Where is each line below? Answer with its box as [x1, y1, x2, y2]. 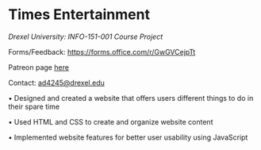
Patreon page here [8, 62, 70, 72]
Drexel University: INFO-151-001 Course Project [8, 32, 163, 41]
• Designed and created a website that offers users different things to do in [8, 93, 254, 102]
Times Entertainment [8, 6, 151, 24]
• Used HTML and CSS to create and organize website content [8, 117, 213, 126]
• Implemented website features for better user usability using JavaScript [8, 133, 248, 142]
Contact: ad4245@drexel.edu [8, 78, 106, 87]
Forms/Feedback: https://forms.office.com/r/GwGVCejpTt [8, 47, 196, 56]
